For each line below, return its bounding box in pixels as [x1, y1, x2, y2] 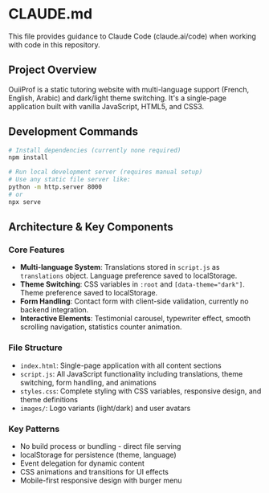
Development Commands [8, 125, 139, 139]
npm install [8, 153, 48, 161]
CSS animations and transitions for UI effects [19, 467, 169, 476]
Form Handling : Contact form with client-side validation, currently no [19, 296, 249, 306]
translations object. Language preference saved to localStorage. [19, 271, 238, 281]
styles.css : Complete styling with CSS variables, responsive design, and [19, 386, 262, 396]
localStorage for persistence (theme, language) [19, 450, 177, 459]
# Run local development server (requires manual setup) [8, 168, 203, 177]
